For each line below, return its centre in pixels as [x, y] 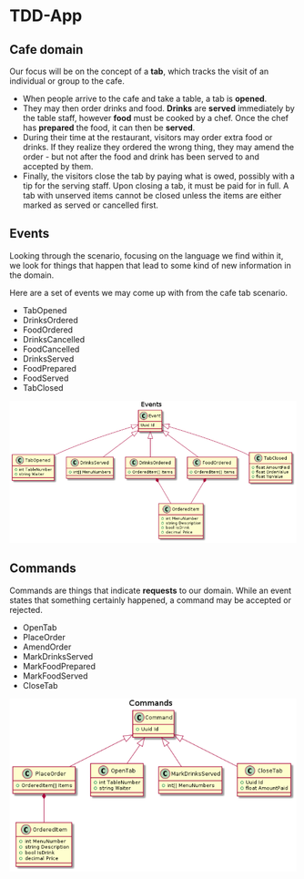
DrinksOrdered [51, 320]
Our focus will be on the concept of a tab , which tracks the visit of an [139, 71]
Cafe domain [46, 50]
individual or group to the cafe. [67, 81]
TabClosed [43, 387]
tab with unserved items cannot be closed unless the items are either [152, 195]
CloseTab [40, 685]
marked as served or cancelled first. [91, 205]
